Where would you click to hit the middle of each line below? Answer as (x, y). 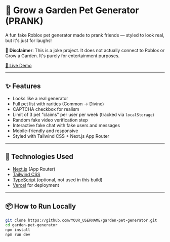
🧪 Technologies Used (39, 157)
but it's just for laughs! (29, 41)
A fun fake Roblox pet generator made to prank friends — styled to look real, (85, 35)
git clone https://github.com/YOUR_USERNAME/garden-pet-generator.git (81, 220)
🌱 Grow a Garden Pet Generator (72, 10)
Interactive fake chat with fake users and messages (66, 125)
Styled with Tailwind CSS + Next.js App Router (61, 136)
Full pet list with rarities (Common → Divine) (58, 104)
